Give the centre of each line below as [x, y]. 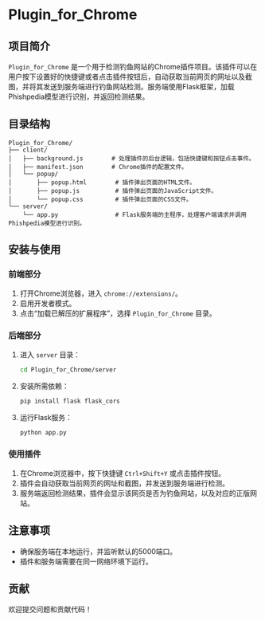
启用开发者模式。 [48, 303]
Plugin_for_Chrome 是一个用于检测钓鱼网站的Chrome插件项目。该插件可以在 [133, 67]
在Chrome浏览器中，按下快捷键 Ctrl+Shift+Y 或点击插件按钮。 [122, 473]
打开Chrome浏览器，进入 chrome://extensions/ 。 [101, 293]
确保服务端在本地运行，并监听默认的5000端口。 [98, 551]
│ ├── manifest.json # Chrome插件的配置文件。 [98, 167]
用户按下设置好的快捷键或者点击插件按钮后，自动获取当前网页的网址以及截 [130, 77]
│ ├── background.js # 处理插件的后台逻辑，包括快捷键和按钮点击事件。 [132, 158]
